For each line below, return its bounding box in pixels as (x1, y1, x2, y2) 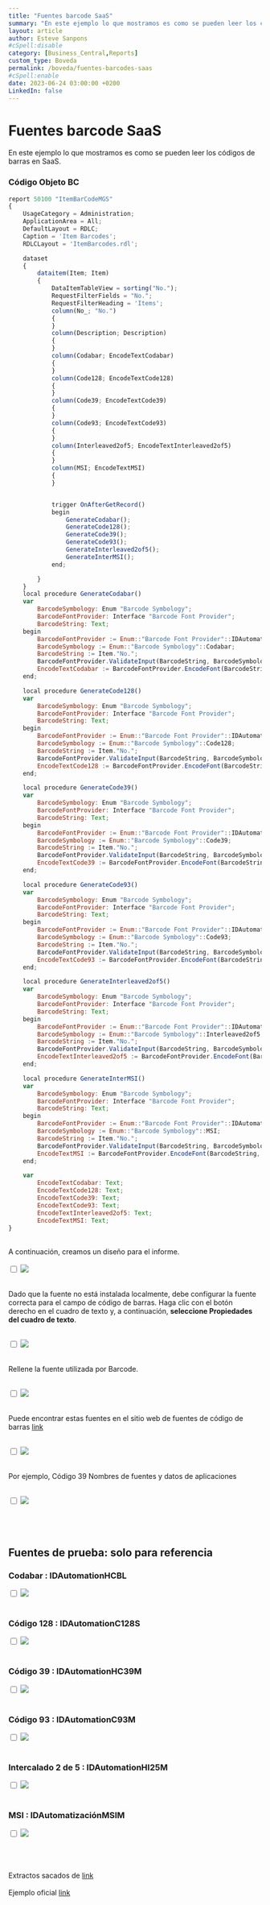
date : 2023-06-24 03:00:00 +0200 (8, 79, 121, 87)
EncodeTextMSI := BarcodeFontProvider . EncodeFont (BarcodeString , (37, 1149, 261, 1157)
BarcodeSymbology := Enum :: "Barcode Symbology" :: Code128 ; (37, 739, 235, 748)
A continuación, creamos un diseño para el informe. (8, 1247, 180, 1257)
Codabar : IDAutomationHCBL (8, 1570, 127, 1581)
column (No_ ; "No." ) (51, 307, 117, 315)
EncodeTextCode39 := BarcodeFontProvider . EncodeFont (37, 859, 218, 867)
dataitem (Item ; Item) (37, 269, 110, 278)
